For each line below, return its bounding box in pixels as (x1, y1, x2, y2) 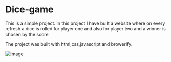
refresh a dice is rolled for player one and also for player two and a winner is (5, 25, 166, 32)
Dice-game (5, 4, 54, 15)
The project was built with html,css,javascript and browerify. (5, 41, 133, 47)
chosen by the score (5, 31, 49, 37)
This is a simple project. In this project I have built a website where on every (5, 20, 165, 26)
